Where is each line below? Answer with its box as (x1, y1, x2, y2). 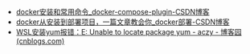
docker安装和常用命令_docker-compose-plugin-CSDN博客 (15, 7, 211, 16)
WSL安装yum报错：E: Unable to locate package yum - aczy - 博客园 (15, 27, 243, 36)
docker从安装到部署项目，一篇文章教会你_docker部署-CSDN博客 (15, 17, 231, 27)
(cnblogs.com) (15, 36, 65, 46)
